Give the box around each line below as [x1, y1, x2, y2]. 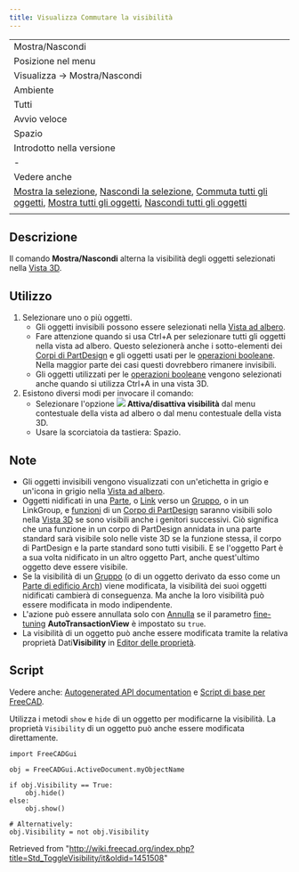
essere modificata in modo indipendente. [21, 599, 174, 610]
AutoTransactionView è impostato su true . [47, 618, 206, 629]
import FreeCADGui [9, 749, 77, 758]
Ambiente [13, 84, 54, 96]
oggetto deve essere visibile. [21, 562, 128, 573]
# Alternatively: [9, 819, 74, 828]
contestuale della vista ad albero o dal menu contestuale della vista [35, 408, 282, 419]
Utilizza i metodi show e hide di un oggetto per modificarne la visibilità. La [9, 713, 276, 724]
